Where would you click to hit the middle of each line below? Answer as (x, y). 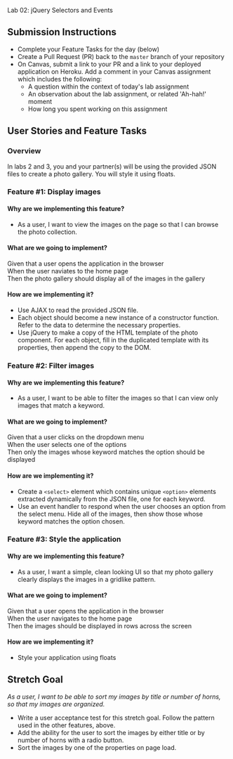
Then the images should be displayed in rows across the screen (99, 625)
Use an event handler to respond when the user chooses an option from (121, 506)
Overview (24, 151)
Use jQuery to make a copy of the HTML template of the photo (108, 332)
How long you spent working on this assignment (98, 109)
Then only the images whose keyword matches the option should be (106, 452)
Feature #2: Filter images (51, 365)
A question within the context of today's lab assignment (108, 86)
